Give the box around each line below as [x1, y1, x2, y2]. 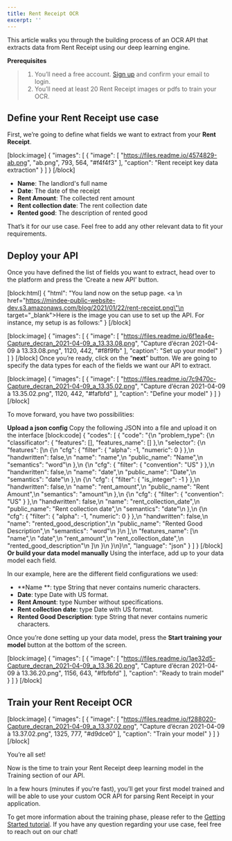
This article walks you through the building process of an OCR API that [7, 35, 208, 44]
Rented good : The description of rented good [17, 209, 148, 217]
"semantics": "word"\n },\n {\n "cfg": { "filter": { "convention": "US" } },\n [7, 460, 215, 469]
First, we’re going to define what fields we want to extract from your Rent [7, 130, 216, 139]
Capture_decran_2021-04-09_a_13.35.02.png [7, 382, 135, 390]
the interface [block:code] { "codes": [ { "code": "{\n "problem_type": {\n [7, 431, 215, 440]
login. [34, 77, 51, 85]
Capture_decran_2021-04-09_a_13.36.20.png [7, 661, 136, 670]
